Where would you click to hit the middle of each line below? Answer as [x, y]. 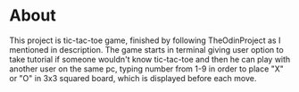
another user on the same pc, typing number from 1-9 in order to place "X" [146, 69]
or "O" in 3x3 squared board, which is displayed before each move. [133, 78]
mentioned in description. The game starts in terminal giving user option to [146, 49]
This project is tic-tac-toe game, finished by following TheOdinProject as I [145, 40]
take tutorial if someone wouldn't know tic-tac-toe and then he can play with [150, 59]
